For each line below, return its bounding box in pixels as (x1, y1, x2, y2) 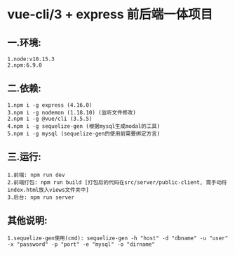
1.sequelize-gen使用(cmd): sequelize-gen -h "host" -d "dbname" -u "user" (7, 235, 229, 242)
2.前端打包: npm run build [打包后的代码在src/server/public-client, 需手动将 (7, 178, 227, 186)
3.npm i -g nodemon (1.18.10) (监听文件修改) (7, 109, 137, 116)
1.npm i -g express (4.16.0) (7, 101, 93, 109)
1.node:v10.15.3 (7, 55, 55, 63)
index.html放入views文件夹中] (7, 186, 89, 193)
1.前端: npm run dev (7, 171, 65, 178)
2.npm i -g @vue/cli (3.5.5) (7, 115, 93, 122)
